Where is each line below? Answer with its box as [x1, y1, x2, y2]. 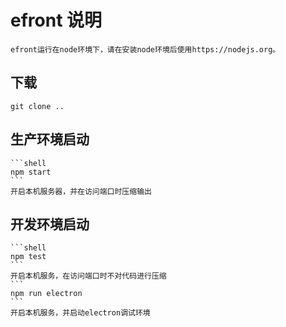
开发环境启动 [10, 216, 90, 233]
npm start [10, 167, 52, 177]
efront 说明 [10, 9, 103, 32]
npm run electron [10, 289, 83, 299]
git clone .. [10, 101, 65, 111]
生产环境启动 [10, 131, 90, 148]
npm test [10, 252, 47, 262]
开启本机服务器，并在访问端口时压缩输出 [10, 186, 152, 196]
